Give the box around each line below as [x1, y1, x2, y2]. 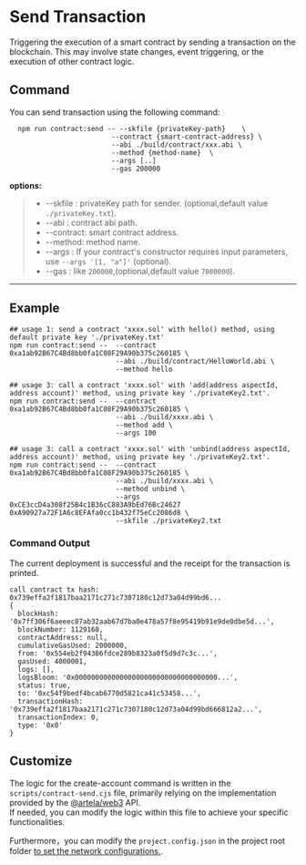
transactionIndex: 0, [17, 713, 100, 722]
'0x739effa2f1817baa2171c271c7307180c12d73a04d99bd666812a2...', [9, 705, 262, 714]
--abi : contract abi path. [45, 217, 138, 228]
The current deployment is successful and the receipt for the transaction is [9, 558, 291, 569]
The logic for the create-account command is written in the [9, 777, 231, 788]
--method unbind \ [115, 484, 185, 493]
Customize [9, 754, 73, 769]
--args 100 [115, 428, 157, 438]
